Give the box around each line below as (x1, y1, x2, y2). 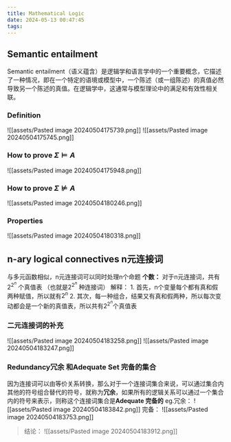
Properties (7, 216, 43, 225)
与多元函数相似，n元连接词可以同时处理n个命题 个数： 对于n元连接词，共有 (7, 272, 220, 281)
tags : (7, 23, 23, 30)
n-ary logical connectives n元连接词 (7, 253, 164, 265)
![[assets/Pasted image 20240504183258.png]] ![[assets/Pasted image (7, 337, 209, 345)
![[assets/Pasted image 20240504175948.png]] (7, 166, 142, 174)
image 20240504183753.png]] (7, 412, 94, 421)
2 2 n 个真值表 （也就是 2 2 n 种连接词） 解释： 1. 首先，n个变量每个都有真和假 (7, 281, 219, 291)
